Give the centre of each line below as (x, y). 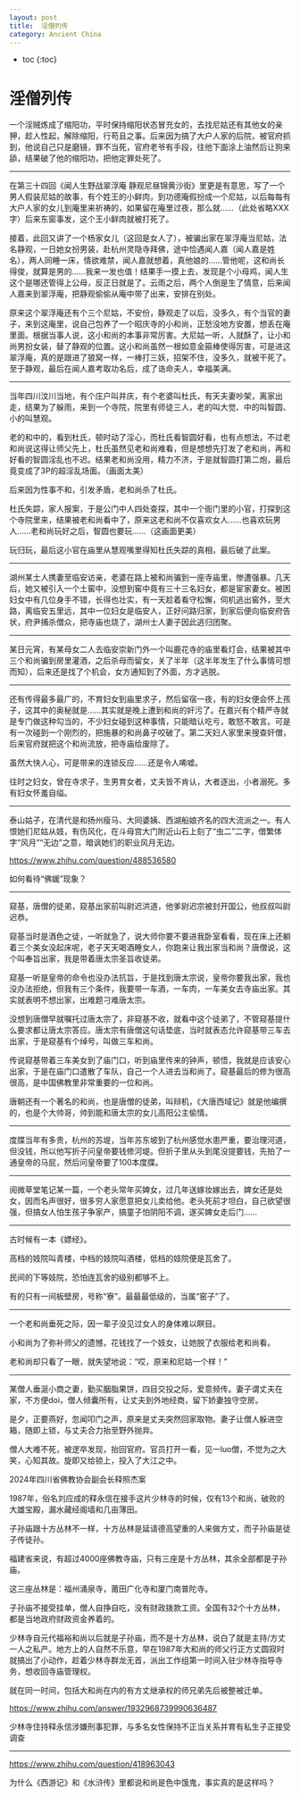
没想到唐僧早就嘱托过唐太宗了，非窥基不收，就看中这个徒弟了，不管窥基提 (146, 1019)
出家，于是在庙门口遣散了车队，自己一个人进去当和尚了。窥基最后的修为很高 (150, 1072)
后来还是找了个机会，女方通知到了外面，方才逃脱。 (130, 672)
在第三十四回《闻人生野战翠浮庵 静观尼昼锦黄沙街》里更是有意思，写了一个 (147, 186)
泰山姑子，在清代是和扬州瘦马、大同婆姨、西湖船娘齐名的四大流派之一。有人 (150, 820)
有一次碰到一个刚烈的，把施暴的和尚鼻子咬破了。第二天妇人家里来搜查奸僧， (150, 732)
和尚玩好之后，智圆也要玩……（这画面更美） (120, 531)
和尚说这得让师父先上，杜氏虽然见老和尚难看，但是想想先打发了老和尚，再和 (150, 448)
